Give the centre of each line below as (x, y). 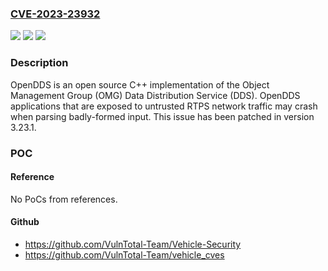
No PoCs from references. (64, 199)
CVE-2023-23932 (55, 14)
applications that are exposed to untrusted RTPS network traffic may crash (164, 106)
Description (39, 63)
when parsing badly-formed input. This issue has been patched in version (162, 116)
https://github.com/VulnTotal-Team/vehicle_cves (124, 254)
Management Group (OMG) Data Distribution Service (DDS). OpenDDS (155, 95)
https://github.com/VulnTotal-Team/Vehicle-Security (133, 244)
